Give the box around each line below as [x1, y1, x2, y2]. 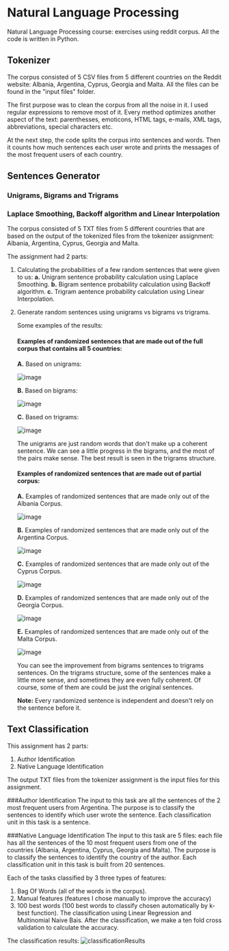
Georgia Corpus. [16, 601, 64, 609]
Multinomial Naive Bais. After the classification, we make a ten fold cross [16, 916, 222, 924]
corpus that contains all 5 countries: [16, 344, 122, 352]
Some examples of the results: [16, 321, 103, 330]
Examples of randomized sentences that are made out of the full [16, 337, 203, 345]
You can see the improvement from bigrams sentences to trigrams [16, 661, 204, 669]
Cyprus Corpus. [16, 567, 62, 575]
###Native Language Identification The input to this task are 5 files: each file [7, 831, 223, 839]
